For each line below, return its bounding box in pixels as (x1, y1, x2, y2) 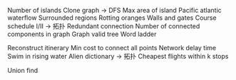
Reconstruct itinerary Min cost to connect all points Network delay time (7, 44, 216, 52)
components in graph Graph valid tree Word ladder (7, 30, 157, 38)
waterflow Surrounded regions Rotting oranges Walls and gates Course (7, 13, 217, 22)
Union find (7, 67, 39, 74)
